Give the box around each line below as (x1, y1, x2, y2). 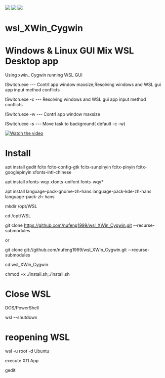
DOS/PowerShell (5, 305, 39, 311)
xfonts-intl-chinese (33, 169, 72, 175)
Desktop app (5, 56, 58, 67)
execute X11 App (5, 357, 39, 363)
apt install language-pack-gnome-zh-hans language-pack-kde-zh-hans (5, 188, 152, 195)
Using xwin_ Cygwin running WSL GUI (5, 72, 83, 78)
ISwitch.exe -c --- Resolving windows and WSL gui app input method (5, 96, 146, 102)
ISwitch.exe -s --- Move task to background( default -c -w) (5, 121, 125, 127)
